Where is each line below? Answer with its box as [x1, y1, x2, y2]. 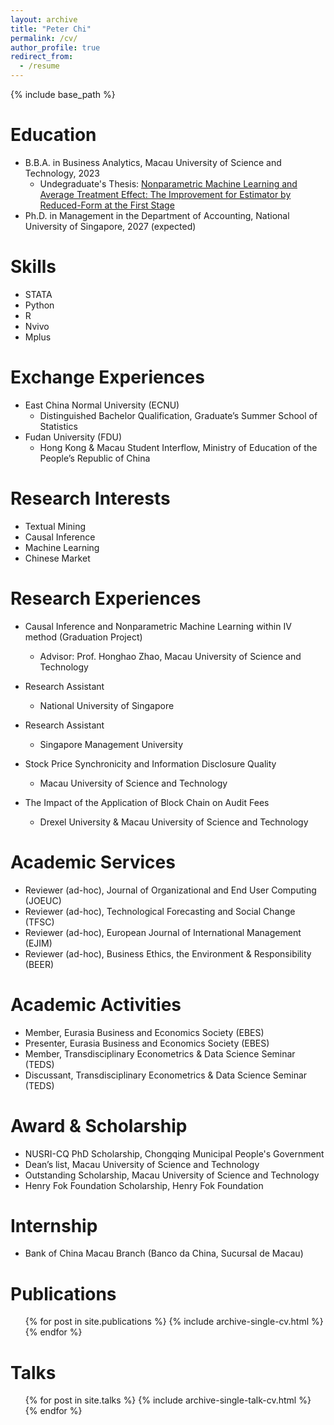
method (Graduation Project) [24, 631, 143, 643]
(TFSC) [24, 916, 55, 928]
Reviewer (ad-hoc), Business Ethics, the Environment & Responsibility [24, 947, 312, 960]
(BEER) [24, 958, 55, 970]
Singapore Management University [39, 738, 184, 750]
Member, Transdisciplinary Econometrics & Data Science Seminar [24, 1047, 296, 1060]
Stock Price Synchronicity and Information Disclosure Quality [24, 757, 277, 770]
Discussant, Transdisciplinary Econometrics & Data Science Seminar [24, 1069, 308, 1081]
